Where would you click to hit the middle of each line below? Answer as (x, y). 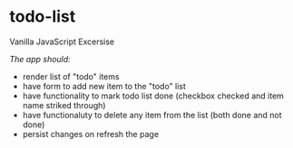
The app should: (40, 59)
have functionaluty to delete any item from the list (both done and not (152, 115)
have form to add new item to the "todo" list (104, 86)
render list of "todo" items (71, 76)
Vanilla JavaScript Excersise (62, 42)
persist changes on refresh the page (91, 134)
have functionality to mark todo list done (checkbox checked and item (153, 96)
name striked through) (64, 105)
